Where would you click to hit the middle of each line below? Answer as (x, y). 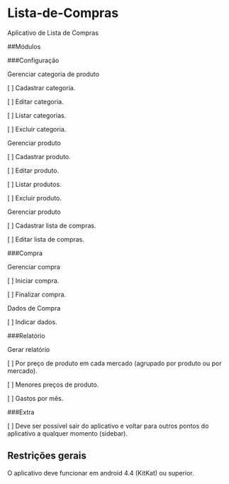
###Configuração (33, 60)
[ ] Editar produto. (33, 170)
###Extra (21, 412)
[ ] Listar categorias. (37, 115)
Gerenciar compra (34, 267)
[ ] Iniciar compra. (33, 280)
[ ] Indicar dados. (33, 322)
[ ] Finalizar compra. (37, 294)
